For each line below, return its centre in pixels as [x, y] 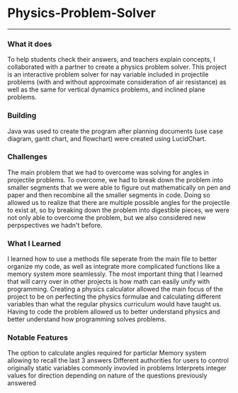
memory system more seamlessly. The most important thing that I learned [115, 274]
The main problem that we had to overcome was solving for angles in [108, 172]
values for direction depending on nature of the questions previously [107, 376]
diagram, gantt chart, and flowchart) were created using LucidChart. [107, 138]
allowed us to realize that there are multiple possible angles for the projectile [119, 202]
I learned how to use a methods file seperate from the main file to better [112, 259]
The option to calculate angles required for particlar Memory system [107, 353]
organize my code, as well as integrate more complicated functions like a [114, 267]
